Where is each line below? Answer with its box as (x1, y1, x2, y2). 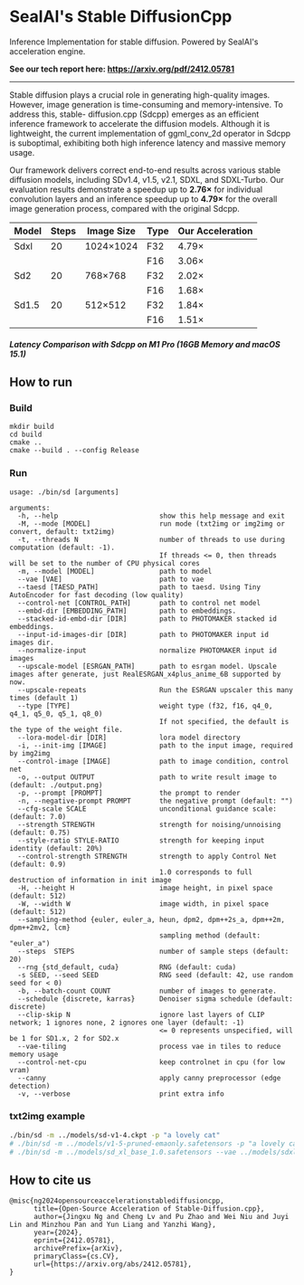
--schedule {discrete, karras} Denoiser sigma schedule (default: (17, 994, 294, 1004)
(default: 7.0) (9, 812, 67, 821)
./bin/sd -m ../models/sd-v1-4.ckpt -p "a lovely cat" (9, 1130, 221, 1139)
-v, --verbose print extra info (17, 1089, 224, 1099)
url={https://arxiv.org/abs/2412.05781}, (33, 1260, 193, 1269)
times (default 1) (9, 693, 79, 702)
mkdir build (9, 423, 54, 432)
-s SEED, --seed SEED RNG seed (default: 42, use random (17, 970, 294, 979)
